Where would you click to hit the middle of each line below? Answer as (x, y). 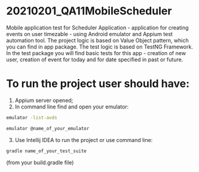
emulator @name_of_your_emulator (48, 128)
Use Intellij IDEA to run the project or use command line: (84, 140)
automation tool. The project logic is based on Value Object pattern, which (98, 40)
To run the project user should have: (98, 84)
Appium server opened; (44, 100)
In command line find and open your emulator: (72, 107)
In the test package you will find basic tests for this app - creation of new (96, 53)
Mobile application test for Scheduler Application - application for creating (98, 28)
